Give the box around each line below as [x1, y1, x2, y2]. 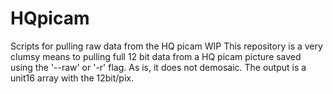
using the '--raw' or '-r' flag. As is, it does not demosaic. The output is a [10, 61, 307, 73]
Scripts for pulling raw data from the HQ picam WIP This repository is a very [10, 40, 323, 52]
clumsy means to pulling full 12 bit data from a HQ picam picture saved [10, 50, 302, 62]
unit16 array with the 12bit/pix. [10, 72, 134, 84]
